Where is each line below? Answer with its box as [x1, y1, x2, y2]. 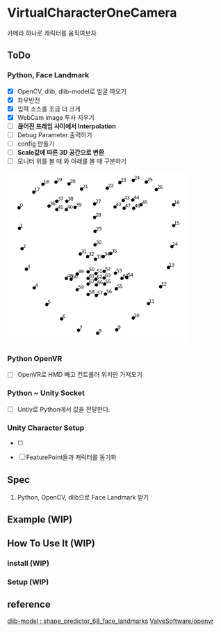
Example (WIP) [7, 514, 73, 525]
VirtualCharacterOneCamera [7, 5, 177, 21]
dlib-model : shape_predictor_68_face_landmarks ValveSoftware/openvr [7, 617, 214, 625]
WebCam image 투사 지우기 [17, 113, 95, 121]
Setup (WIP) [7, 577, 49, 587]
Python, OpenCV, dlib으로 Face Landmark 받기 [17, 493, 149, 502]
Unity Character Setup [7, 423, 85, 433]
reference [7, 599, 51, 610]
